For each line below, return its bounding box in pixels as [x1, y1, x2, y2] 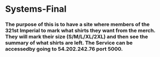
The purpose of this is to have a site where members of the [5, 21, 150, 28]
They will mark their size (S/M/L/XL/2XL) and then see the [5, 33, 148, 40]
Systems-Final [5, 3, 67, 15]
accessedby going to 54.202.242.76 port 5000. [5, 46, 123, 53]
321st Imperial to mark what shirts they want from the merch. [5, 27, 156, 34]
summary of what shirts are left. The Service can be [5, 39, 133, 46]
